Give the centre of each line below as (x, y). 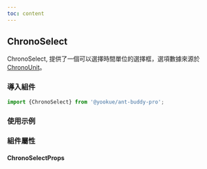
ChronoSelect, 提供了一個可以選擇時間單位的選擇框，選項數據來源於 (103, 59)
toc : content (26, 13)
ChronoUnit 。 (26, 68)
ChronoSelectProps (36, 158)
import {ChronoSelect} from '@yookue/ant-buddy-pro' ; (86, 102)
